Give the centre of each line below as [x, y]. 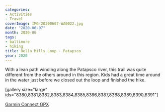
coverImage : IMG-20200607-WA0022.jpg [44, 23]
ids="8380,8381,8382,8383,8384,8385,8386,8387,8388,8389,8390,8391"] [82, 95]
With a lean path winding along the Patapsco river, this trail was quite [76, 70]
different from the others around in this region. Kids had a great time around [83, 75]
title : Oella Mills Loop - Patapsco [43, 51]
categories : [17, 10]
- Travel [14, 19]
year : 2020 [16, 56]
